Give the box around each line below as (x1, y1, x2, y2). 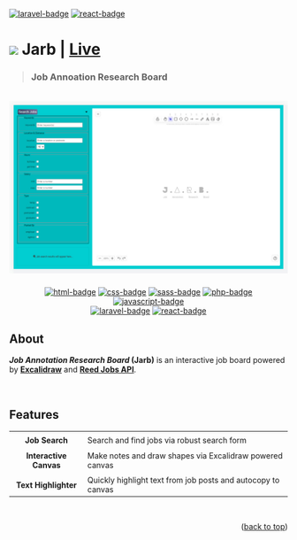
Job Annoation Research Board (30, 71, 168, 83)
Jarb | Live (21, 40, 101, 59)
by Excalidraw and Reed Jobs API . (9, 364, 137, 375)
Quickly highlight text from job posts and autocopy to (87, 474, 280, 486)
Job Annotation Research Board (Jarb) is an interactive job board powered (9, 355, 286, 366)
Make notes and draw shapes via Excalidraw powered (87, 450, 283, 460)
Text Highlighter (16, 479, 78, 490)
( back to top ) (240, 521, 288, 531)
